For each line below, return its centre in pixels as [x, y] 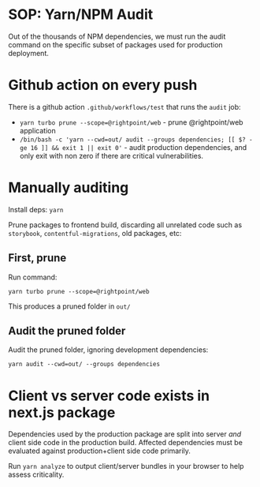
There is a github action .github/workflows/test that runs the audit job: [125, 107]
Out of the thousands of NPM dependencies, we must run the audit [117, 36]
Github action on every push [103, 85]
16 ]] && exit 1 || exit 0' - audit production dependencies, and [139, 147]
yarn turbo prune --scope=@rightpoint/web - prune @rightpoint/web [131, 122]
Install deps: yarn [36, 209]
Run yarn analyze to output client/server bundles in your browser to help [126, 466]
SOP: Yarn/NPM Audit [81, 15]
